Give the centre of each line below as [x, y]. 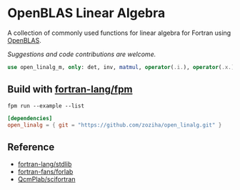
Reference [31, 147]
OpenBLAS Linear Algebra [86, 13]
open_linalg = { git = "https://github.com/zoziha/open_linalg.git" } [115, 125]
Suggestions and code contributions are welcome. [82, 54]
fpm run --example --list [46, 106]
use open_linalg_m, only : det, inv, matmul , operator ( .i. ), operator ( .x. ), [122, 67]
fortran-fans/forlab [45, 171]
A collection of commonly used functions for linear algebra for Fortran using [119, 33]
